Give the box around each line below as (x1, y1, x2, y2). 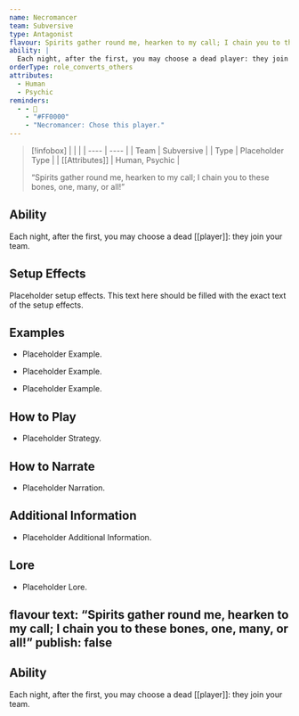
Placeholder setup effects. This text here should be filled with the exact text (9, 290, 287, 300)
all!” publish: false (9, 635, 113, 651)
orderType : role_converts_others (9, 63, 133, 72)
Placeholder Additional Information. (21, 531, 152, 542)
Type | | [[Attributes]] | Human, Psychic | (30, 155, 181, 165)
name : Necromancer (9, 12, 77, 22)
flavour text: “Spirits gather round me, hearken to (9, 607, 289, 622)
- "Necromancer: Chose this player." (25, 121, 166, 130)
